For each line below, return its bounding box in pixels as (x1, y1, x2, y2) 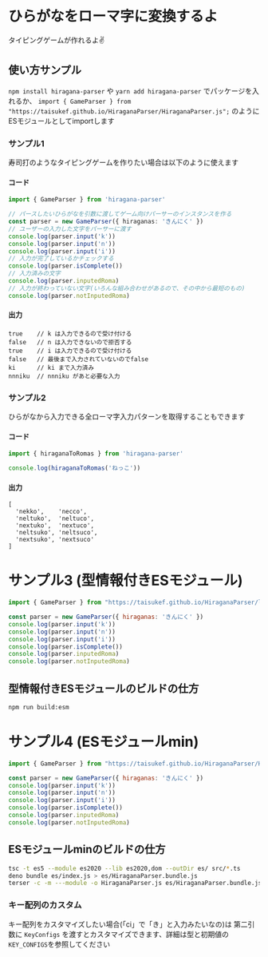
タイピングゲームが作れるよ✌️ (8, 35, 105, 45)
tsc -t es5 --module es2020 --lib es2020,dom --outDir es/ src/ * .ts (8, 864, 241, 872)
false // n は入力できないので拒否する (8, 338, 132, 346)
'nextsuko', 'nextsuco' (15, 536, 94, 544)
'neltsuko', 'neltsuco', (15, 529, 98, 537)
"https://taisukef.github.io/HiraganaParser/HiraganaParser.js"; (8, 107, 230, 116)
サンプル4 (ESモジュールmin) (8, 733, 199, 751)
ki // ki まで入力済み (8, 363, 94, 371)
